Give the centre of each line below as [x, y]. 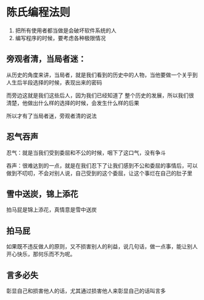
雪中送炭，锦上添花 [42, 194]
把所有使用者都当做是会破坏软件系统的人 [66, 30]
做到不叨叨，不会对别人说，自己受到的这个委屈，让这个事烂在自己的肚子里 [99, 173]
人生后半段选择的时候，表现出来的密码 [54, 82]
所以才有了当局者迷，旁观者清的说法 [52, 115]
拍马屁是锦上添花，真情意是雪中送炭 [52, 210]
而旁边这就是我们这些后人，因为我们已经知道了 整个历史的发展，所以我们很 [100, 95]
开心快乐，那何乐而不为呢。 [41, 254]
